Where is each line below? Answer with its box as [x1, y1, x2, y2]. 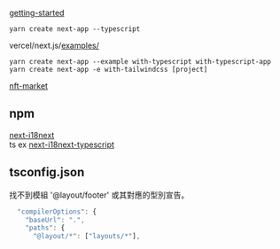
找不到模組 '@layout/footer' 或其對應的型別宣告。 [9, 190, 190, 200]
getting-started [9, 8, 65, 18]
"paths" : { [25, 223, 66, 233]
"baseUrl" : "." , [25, 215, 86, 224]
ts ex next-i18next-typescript [9, 139, 115, 150]
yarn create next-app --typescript [9, 25, 141, 34]
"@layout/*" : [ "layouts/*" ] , [32, 232, 141, 241]
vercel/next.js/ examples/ [9, 40, 100, 51]
